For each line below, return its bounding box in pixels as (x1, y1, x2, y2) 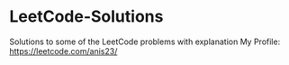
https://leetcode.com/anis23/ (9, 45, 118, 56)
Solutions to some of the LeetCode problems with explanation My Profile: (9, 36, 281, 47)
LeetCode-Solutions (9, 6, 164, 27)
